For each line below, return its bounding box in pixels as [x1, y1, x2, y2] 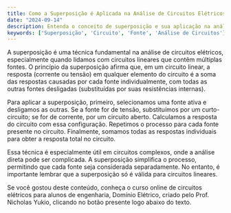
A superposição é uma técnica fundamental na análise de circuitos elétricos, [7, 48, 224, 57]
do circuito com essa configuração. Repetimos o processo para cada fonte [7, 120, 219, 128]
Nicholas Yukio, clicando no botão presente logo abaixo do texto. [7, 198, 192, 207]
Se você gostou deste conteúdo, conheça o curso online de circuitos [7, 183, 203, 192]
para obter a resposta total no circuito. [7, 135, 115, 143]
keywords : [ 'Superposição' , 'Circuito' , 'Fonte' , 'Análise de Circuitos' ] [7, 29, 226, 37]
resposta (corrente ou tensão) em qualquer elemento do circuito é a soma [7, 70, 217, 79]
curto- [201, 105, 220, 114]
